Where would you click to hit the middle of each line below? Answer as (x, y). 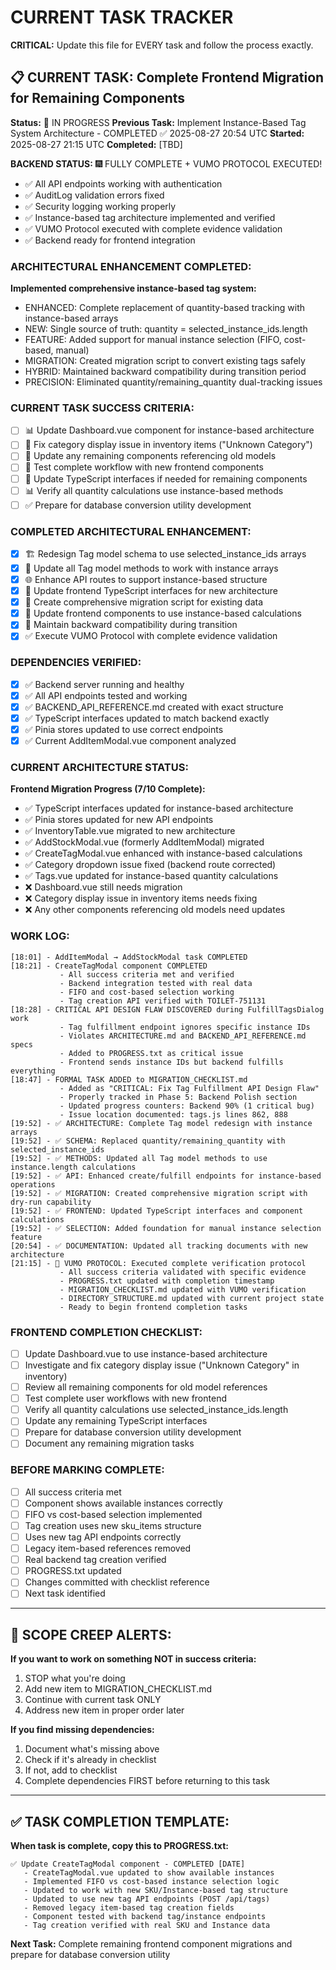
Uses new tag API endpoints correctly (103, 1537)
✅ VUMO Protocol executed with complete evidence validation (153, 228)
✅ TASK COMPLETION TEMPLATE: (120, 1821)
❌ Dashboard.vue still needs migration (103, 887)
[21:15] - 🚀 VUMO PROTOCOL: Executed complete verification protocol (158, 1263)
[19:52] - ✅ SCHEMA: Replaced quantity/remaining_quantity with (148, 1141)
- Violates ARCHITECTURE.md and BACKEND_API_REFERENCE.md (183, 1036)
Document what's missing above (92, 1749)
